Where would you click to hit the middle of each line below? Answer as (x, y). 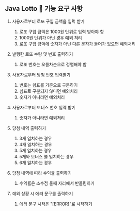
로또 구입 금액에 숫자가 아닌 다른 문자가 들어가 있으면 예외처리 (77, 44)
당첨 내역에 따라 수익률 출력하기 (42, 173)
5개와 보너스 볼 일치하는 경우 (47, 156)
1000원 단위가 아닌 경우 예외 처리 (51, 37)
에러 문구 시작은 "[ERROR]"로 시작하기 (56, 204)
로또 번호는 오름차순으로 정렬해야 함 (53, 64)
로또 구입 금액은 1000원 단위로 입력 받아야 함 (62, 32)
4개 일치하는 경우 (36, 144)
